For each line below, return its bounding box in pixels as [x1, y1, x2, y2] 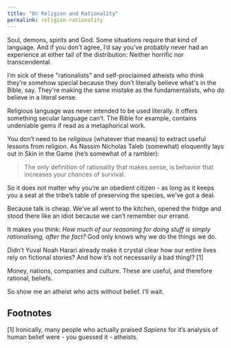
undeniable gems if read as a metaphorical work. [7, 121, 146, 129]
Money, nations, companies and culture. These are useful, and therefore [7, 266, 212, 275]
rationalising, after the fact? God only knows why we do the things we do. [7, 232, 217, 241]
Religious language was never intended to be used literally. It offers [7, 107, 198, 115]
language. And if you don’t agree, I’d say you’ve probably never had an [7, 43, 208, 51]
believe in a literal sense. [7, 93, 77, 101]
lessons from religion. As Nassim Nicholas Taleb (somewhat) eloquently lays [7, 142, 224, 150]
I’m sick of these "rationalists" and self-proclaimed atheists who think [7, 71, 205, 80]
